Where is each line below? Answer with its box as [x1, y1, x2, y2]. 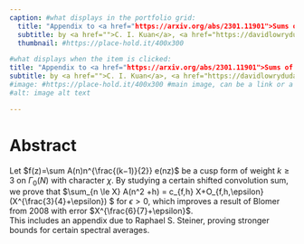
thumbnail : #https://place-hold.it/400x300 [17, 38, 184, 48]
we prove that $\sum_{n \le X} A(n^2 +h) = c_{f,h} [9, 186, 195, 197]
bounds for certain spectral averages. [9, 225, 150, 236]
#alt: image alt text [9, 88, 91, 98]
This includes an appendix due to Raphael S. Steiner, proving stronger [9, 215, 270, 226]
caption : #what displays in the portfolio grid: [9, 13, 196, 23]
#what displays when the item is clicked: [9, 55, 172, 64]
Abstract [9, 135, 77, 155]
